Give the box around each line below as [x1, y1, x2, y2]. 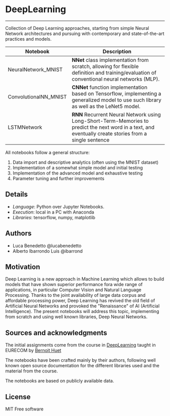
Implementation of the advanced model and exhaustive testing [12, 170, 143, 176]
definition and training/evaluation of [71, 69, 157, 76]
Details [5, 190, 28, 199]
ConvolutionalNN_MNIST [8, 93, 67, 100]
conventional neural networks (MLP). [71, 75, 160, 82]
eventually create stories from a [71, 130, 147, 137]
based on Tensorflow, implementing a [71, 90, 161, 97]
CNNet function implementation [71, 84, 148, 91]
